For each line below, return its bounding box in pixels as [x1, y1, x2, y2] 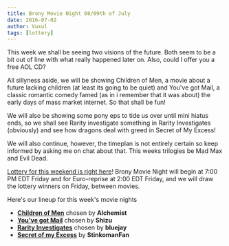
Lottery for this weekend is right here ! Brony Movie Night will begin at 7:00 [7, 167, 218, 176]
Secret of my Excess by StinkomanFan [17, 231, 129, 239]
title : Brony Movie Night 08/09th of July [7, 10, 131, 17]
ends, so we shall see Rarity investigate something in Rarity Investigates [7, 119, 211, 127]
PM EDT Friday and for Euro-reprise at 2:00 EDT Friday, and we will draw [7, 175, 214, 183]
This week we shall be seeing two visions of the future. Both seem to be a [7, 48, 217, 57]
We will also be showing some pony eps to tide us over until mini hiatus [7, 112, 208, 120]
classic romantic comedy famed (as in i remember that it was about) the [7, 91, 211, 99]
